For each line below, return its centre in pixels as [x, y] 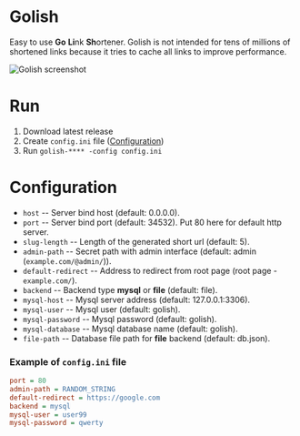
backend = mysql [40, 406]
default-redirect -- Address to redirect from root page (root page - [150, 270]
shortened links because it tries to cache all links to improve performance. [148, 51]
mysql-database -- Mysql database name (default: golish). [130, 329]
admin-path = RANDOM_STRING [63, 389]
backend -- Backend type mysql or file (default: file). [120, 289]
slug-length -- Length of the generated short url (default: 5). [136, 241]
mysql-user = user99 [49, 415]
